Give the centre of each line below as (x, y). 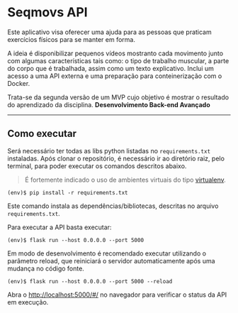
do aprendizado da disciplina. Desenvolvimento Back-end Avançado (109, 104)
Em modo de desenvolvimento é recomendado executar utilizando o (107, 253)
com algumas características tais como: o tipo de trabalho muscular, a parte (118, 60)
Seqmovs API (47, 12)
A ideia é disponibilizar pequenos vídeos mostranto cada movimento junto (115, 53)
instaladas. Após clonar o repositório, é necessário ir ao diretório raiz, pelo (116, 158)
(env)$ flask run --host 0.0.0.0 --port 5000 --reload (90, 281)
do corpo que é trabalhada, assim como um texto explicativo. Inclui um (110, 68)
